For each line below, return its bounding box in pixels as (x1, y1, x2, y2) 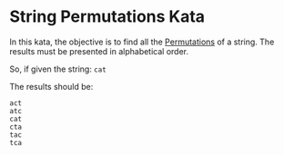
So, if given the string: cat (9, 63, 106, 74)
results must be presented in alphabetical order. (9, 45, 189, 56)
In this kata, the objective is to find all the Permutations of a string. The (9, 36, 275, 47)
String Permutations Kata (9, 6, 206, 27)
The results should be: (9, 81, 94, 92)
